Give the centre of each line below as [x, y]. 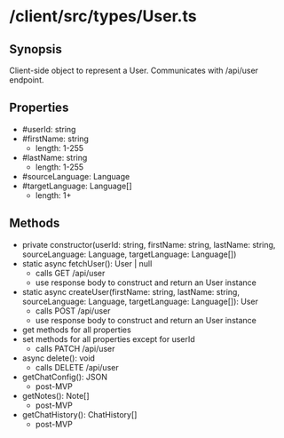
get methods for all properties [76, 330]
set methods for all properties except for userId [108, 338]
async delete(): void [59, 358]
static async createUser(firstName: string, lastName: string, [130, 291]
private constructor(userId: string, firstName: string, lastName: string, [149, 244]
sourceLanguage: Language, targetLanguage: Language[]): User [140, 301]
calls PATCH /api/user [75, 348]
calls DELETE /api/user [77, 367]
